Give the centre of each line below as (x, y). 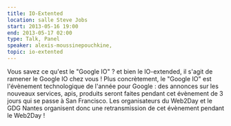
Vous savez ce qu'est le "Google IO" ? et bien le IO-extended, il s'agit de (110, 71)
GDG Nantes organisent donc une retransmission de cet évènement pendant (116, 108)
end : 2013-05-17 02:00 (40, 33)
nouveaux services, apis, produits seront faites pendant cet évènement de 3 (115, 93)
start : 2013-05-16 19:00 (43, 26)
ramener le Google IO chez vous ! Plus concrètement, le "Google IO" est (109, 78)
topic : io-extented (35, 52)
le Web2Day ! (26, 115)
